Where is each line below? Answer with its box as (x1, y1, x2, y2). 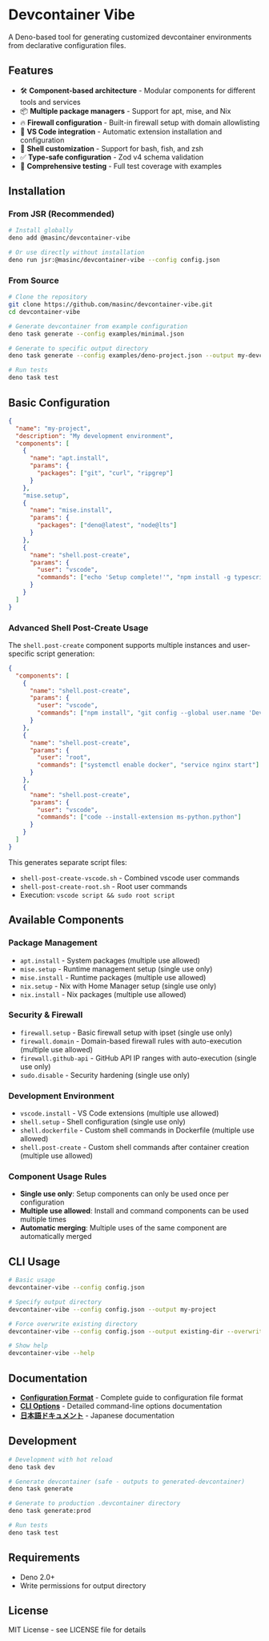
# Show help (8, 1341, 48, 1350)
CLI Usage (8, 1255, 61, 1269)
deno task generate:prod (8, 1507, 91, 1515)
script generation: (36, 649, 95, 658)
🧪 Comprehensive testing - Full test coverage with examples (19, 161, 223, 171)
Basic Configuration (8, 396, 110, 409)
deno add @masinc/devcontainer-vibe (8, 234, 130, 242)
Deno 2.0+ (19, 1572, 55, 1582)
